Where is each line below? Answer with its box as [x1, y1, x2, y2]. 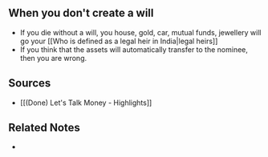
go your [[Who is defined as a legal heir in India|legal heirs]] [19, 36, 218, 46]
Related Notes [8, 121, 80, 135]
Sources [8, 76, 51, 91]
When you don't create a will [8, 6, 154, 20]
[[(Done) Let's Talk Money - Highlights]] [19, 98, 152, 107]
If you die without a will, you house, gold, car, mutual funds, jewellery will [19, 27, 262, 37]
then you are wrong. [19, 53, 87, 62]
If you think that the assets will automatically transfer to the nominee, [19, 44, 249, 54]
